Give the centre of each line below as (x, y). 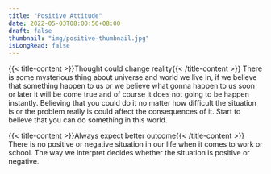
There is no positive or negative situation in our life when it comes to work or (136, 144)
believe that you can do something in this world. (88, 120)
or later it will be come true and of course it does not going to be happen (129, 94)
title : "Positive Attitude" (56, 16)
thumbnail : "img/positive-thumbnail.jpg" (79, 38)
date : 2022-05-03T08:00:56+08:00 (65, 23)
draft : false (30, 31)
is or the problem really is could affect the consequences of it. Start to (125, 112)
